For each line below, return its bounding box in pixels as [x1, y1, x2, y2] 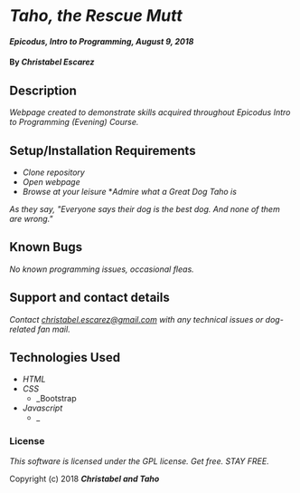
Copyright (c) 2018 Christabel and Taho [9, 473, 160, 484]
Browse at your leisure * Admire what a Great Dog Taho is [22, 187, 238, 197]
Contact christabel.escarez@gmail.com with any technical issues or [9, 314, 264, 324]
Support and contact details [9, 290, 170, 305]
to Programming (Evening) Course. [9, 117, 139, 128]
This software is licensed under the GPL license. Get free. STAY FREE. [9, 455, 269, 467]
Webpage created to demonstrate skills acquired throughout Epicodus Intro [9, 107, 291, 118]
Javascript [22, 402, 63, 413]
